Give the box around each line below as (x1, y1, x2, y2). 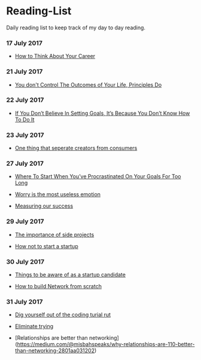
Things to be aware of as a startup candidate (14, 271, 126, 279)
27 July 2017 (6, 160, 44, 168)
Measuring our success (14, 202, 74, 210)
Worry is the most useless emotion (14, 191, 100, 198)
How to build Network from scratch (14, 283, 102, 290)
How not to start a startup (14, 242, 79, 249)
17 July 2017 (6, 39, 43, 47)
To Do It (14, 115, 35, 123)
